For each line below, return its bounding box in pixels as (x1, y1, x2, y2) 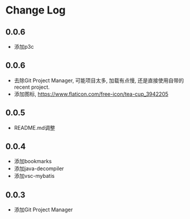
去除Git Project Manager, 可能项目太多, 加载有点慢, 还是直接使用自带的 (13, 77, 184, 84)
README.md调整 (13, 124, 55, 131)
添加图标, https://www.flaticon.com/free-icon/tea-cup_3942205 (13, 90, 168, 97)
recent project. (13, 83, 50, 90)
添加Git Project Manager (13, 206, 73, 213)
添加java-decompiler (13, 165, 65, 172)
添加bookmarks (13, 158, 52, 165)
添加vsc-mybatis (13, 173, 55, 180)
